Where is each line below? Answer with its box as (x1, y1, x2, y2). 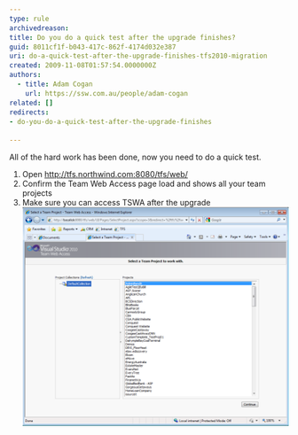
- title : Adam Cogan (17, 80, 93, 89)
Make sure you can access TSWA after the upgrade (21, 198, 211, 208)
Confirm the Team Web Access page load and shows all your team (21, 178, 266, 190)
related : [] (9, 98, 53, 107)
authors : (9, 71, 42, 80)
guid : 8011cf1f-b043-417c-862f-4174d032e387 (9, 43, 176, 51)
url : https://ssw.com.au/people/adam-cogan (25, 89, 189, 97)
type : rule (9, 14, 50, 23)
